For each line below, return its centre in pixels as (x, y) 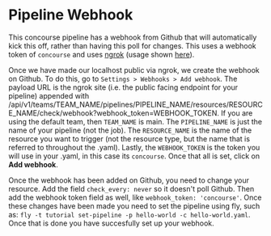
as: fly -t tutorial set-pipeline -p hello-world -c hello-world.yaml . (129, 214)
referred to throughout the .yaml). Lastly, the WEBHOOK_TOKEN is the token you (134, 147)
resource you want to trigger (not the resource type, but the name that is (129, 138)
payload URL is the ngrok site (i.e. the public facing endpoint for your (123, 87)
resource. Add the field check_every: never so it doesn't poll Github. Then (131, 188)
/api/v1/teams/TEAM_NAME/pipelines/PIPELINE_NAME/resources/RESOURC (135, 104)
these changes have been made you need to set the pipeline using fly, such (134, 206)
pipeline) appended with (49, 95)
